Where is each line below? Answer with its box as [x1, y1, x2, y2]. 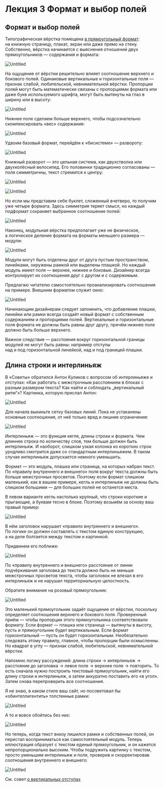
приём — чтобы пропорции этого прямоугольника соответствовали [5, 617, 148, 623]
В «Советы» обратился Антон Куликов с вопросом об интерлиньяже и [5, 374, 153, 380]
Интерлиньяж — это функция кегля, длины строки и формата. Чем [5, 433, 145, 439]
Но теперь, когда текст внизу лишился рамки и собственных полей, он [5, 731, 154, 737]
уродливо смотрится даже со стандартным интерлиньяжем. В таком [5, 448, 150, 454]
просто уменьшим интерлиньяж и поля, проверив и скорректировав [5, 752, 150, 758]
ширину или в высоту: [5, 97, 51, 103]
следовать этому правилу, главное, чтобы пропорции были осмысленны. [5, 637, 159, 643]
